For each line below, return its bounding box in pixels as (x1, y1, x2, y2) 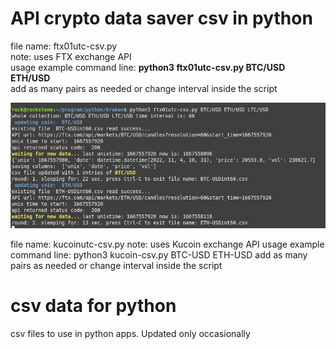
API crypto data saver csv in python (10, 7, 313, 30)
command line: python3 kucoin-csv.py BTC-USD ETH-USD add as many (10, 248, 308, 261)
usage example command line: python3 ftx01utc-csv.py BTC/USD (10, 61, 286, 73)
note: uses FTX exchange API (10, 50, 132, 62)
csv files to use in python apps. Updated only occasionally (10, 327, 251, 339)
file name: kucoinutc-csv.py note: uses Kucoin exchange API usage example (10, 238, 325, 250)
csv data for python (10, 294, 177, 317)
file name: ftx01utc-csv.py (10, 40, 118, 52)
